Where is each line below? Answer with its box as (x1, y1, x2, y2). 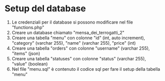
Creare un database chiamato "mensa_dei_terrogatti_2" (11, 29, 124, 35)
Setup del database (4, 3, 86, 14)
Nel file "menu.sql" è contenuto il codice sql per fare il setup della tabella (11, 66, 161, 72)
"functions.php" (11, 24, 44, 30)
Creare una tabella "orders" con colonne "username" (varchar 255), (11, 45, 150, 51)
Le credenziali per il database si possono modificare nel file (11, 19, 133, 25)
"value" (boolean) (11, 61, 48, 67)
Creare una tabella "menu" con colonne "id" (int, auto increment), (11, 35, 145, 41)
